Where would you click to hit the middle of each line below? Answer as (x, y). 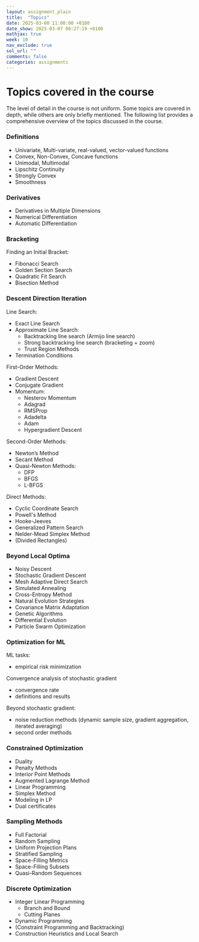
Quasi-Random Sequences (48, 873)
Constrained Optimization (45, 748)
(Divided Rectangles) (41, 540)
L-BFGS (33, 485)
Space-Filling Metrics (41, 860)
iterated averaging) (38, 726)
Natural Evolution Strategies (49, 601)
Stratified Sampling (39, 854)
